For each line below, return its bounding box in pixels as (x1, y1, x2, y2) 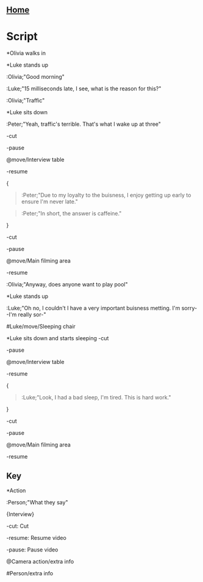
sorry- (181, 305, 198, 312)
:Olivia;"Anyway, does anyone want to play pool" (6, 281, 128, 288)
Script (6, 29, 38, 43)
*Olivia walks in (6, 49, 46, 57)
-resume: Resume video (6, 534, 67, 542)
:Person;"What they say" (6, 499, 68, 506)
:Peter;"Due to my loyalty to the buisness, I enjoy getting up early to (21, 192, 191, 199)
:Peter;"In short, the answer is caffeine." (21, 210, 122, 217)
